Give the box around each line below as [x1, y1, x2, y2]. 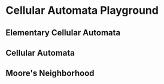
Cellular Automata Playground [5, 4, 159, 17]
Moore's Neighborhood [5, 68, 95, 79]
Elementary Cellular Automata [5, 28, 121, 38]
